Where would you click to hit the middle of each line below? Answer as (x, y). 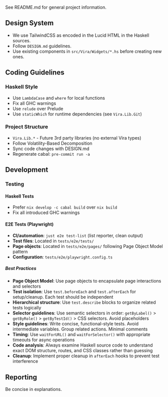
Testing (15, 184)
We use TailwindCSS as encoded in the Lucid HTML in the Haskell (81, 35)
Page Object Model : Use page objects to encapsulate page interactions (87, 281)
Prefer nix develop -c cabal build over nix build (65, 207)
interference (25, 361)
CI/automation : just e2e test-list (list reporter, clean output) (78, 235)
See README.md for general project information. (56, 7)
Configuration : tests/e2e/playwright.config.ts (63, 257)
